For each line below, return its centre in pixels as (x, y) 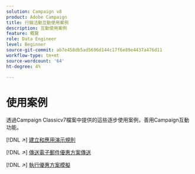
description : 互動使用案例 (37, 28)
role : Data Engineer (32, 39)
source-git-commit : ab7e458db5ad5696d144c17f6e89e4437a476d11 (84, 50)
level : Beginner (26, 45)
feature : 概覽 (23, 34)
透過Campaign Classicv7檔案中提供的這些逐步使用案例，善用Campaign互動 (98, 120)
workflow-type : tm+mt (33, 55)
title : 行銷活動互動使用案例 (38, 22)
